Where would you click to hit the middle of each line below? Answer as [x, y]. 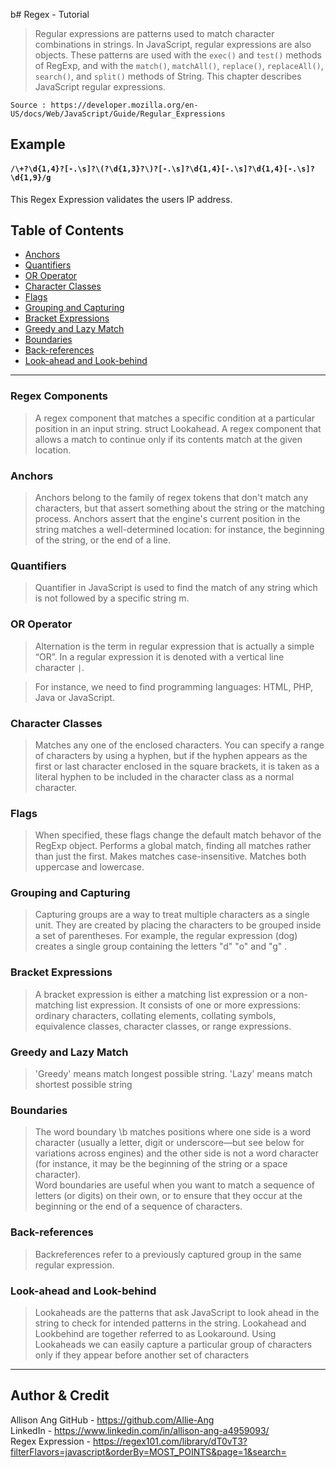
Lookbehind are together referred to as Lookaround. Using [155, 1333]
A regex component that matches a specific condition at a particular [175, 418]
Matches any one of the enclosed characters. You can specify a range [179, 745]
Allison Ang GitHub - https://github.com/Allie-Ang [112, 1420]
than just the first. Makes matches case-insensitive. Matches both [170, 856]
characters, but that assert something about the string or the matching [179, 508]
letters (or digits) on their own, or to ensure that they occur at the [168, 1196]
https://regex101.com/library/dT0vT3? [170, 1441]
